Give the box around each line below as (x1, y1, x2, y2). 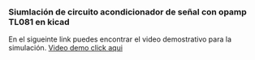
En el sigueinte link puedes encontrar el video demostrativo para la (8, 34, 231, 44)
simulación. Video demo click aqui (8, 43, 123, 53)
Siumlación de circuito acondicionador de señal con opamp (8, 6, 248, 18)
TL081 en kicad (8, 16, 71, 27)
